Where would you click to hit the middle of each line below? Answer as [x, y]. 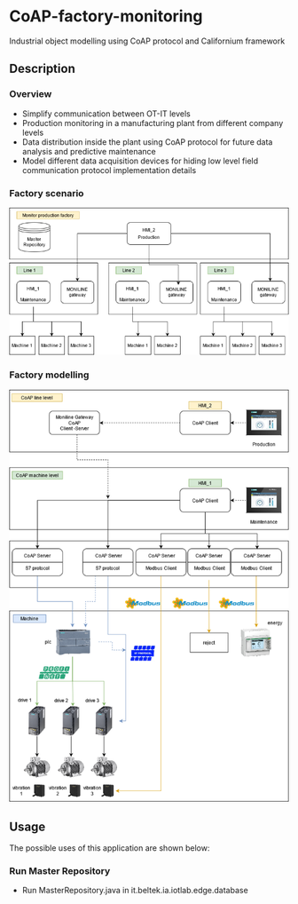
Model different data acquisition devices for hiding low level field [140, 161]
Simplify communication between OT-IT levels [106, 114]
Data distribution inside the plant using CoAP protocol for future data [147, 142]
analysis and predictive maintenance [89, 151]
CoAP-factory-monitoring [106, 16]
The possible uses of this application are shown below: [110, 848]
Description [42, 69]
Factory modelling [49, 375]
